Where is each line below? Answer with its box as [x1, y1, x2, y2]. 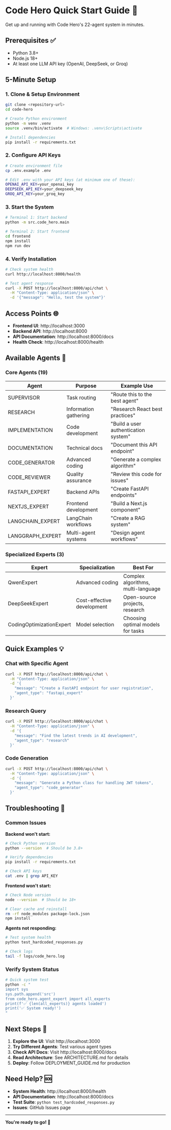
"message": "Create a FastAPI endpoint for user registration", [14, 686, 154, 691]
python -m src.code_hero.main [5, 220, 70, 225]
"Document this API [110, 441, 158, 448]
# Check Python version [5, 841, 56, 846]
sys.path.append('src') [5, 991, 56, 996]
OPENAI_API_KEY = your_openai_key [5, 182, 74, 187]
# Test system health [5, 935, 51, 940]
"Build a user [110, 420, 141, 427]
